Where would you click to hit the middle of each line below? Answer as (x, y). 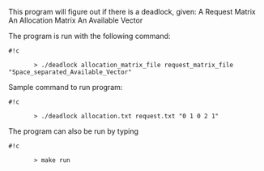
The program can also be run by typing (74, 131)
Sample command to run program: (66, 87)
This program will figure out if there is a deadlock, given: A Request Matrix (132, 12)
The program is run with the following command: (89, 36)
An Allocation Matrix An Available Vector (76, 20)
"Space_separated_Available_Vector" (70, 72)
